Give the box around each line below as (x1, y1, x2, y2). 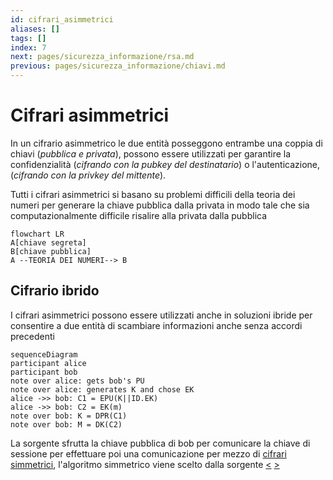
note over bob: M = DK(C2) (10, 419, 123, 430)
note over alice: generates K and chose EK (10, 384, 195, 395)
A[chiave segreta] (10, 237, 87, 248)
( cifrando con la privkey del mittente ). (10, 169, 167, 181)
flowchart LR (10, 229, 65, 239)
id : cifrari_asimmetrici (10, 14, 114, 25)
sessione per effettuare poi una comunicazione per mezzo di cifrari (10, 447, 287, 460)
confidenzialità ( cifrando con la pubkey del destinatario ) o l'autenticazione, (10, 158, 321, 170)
